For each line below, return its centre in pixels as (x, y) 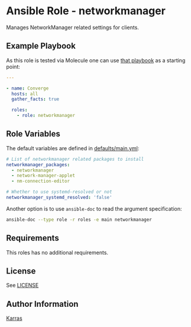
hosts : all (25, 94)
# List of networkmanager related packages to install (75, 159)
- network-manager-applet (43, 176)
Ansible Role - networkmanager (86, 11)
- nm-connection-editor (41, 181)
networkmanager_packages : (38, 164)
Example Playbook (41, 46)
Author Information (42, 304)
